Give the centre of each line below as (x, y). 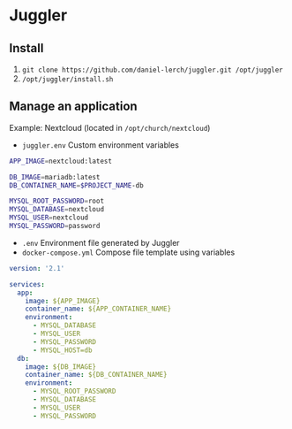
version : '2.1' (37, 268)
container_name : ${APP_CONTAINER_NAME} (98, 309)
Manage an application (74, 107)
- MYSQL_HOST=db (62, 350)
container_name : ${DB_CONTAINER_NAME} (96, 375)
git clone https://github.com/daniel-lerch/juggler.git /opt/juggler (153, 70)
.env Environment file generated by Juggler (101, 242)
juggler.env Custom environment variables (100, 145)
